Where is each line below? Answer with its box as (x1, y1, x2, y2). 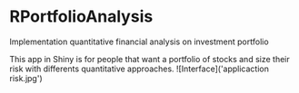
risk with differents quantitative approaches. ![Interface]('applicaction (9, 63, 270, 74)
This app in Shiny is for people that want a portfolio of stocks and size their (9, 53, 290, 64)
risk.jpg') (9, 72, 43, 83)
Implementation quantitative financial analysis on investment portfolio (9, 36, 270, 47)
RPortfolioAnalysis (9, 6, 154, 27)
